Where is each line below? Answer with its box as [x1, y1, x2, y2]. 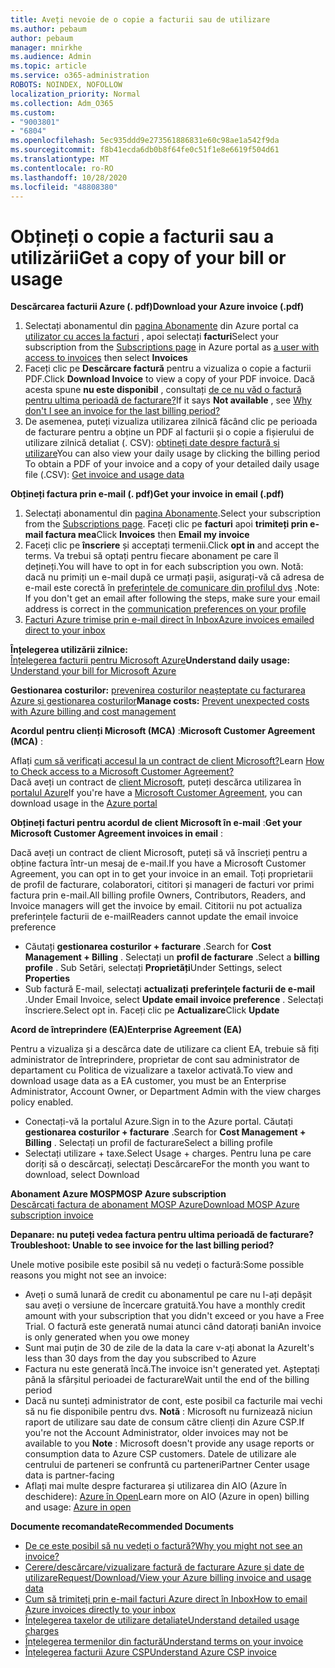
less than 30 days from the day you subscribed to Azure [24, 1352, 257, 1365]
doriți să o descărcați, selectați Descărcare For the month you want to [24, 1158, 310, 1170]
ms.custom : [10, 107, 56, 118]
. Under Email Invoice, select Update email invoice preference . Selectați [24, 994, 324, 1006]
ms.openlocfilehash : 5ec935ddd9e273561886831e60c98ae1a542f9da [10, 136, 280, 146]
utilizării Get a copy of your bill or [10, 246, 287, 269]
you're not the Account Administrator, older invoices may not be [24, 1427, 289, 1439]
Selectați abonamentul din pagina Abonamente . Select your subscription [24, 507, 321, 520]
